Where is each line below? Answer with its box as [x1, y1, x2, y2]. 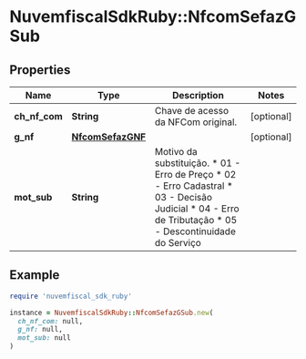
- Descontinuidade [154, 225, 237, 238]
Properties [9, 62, 71, 77]
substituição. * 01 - [154, 157, 241, 169]
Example [9, 267, 60, 283]
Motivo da [154, 146, 198, 158]
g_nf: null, [17, 325, 64, 334]
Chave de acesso [154, 105, 229, 117]
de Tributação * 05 [154, 214, 238, 226]
